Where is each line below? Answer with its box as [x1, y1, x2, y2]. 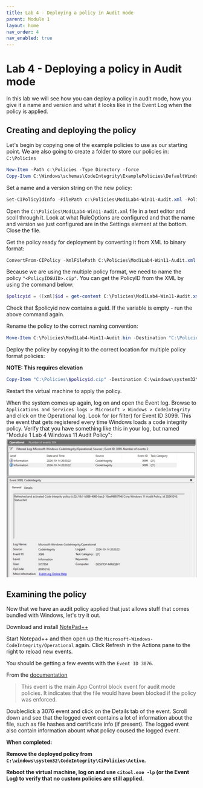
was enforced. [21, 695, 57, 703]
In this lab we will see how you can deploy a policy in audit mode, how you [6, 95, 192, 102]
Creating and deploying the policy [6, 125, 137, 135]
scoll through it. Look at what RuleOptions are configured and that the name [6, 213, 195, 221]
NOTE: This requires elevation [6, 364, 83, 371]
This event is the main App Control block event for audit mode [21, 683, 176, 690]
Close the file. [6, 227, 41, 234]
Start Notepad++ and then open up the [6, 635, 103, 642]
